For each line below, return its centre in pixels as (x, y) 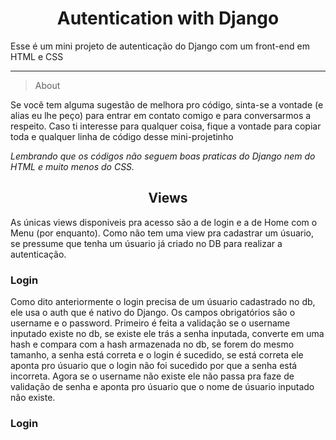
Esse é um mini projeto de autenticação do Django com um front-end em (160, 46)
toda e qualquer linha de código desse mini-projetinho (122, 136)
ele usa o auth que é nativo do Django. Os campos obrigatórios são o (153, 313)
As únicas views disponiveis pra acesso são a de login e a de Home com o (164, 222)
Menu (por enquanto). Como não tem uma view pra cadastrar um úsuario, (162, 233)
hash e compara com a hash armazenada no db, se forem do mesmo (152, 344)
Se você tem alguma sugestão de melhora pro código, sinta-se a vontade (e (167, 104)
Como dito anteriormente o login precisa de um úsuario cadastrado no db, (163, 302)
